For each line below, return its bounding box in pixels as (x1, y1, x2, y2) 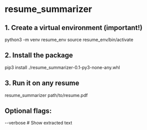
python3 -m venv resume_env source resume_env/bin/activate (4, 36, 133, 42)
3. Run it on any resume (4, 79, 79, 87)
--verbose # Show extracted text (4, 120, 72, 126)
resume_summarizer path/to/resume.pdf (4, 92, 88, 98)
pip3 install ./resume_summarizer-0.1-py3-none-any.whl (4, 64, 120, 70)
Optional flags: (4, 106, 52, 115)
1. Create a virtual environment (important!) (4, 23, 143, 32)
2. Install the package (4, 51, 73, 59)
